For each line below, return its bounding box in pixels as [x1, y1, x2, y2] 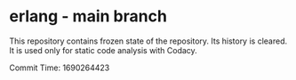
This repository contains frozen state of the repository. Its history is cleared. [9, 36, 287, 46]
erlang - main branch [9, 6, 167, 27]
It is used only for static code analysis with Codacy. [9, 44, 197, 55]
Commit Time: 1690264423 [9, 62, 110, 73]
